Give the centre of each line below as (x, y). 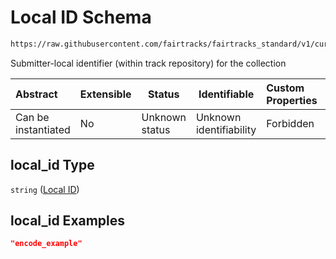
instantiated (43, 129)
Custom (285, 88)
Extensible (105, 94)
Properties (292, 100)
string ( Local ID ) (45, 189)
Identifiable (226, 94)
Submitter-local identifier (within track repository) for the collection (148, 63)
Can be (32, 117)
